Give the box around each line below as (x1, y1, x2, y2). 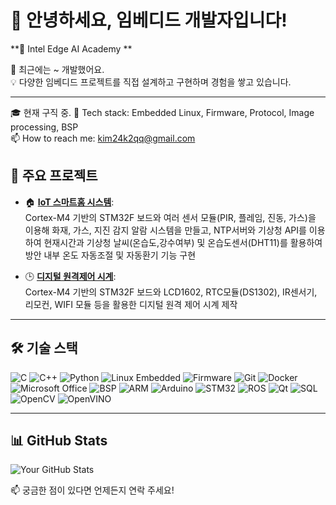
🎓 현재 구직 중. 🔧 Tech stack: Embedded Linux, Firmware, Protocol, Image (10, 106, 315, 118)
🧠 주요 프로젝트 (10, 167, 98, 185)
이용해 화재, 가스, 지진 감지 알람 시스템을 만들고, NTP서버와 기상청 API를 (24, 224, 307, 236)
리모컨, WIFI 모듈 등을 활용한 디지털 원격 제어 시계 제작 (24, 298, 238, 310)
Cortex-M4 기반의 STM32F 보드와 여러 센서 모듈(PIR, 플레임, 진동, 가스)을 (24, 211, 317, 223)
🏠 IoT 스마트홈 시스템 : (24, 196, 115, 208)
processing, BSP (10, 121, 79, 133)
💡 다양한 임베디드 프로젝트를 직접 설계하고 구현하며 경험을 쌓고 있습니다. (10, 76, 292, 88)
